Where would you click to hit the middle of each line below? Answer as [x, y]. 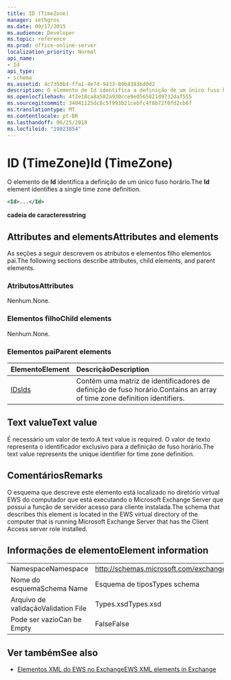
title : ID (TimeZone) [38, 13]
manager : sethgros [33, 20]
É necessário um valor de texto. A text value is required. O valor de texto [109, 439]
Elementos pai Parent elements [59, 351]
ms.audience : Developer [41, 33]
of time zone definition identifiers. [130, 398]
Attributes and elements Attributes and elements [113, 237]
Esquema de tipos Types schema [147, 584]
